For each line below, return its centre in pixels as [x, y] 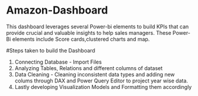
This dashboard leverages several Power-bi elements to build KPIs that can [98, 27]
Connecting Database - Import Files [58, 62]
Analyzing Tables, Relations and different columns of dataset [89, 68]
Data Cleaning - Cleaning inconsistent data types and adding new [95, 74]
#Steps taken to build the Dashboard [51, 50]
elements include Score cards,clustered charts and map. [81, 39]
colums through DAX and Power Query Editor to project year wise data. [101, 81]
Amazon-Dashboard [57, 10]
